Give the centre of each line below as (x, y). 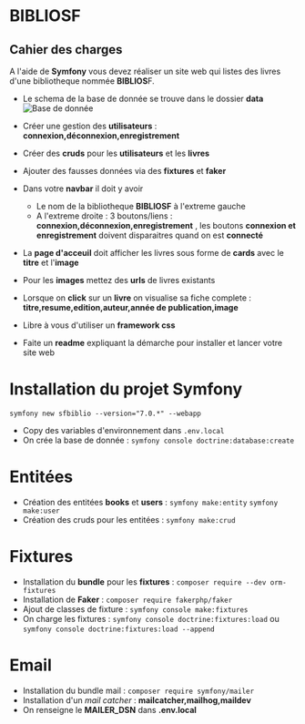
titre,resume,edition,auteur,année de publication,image (130, 307)
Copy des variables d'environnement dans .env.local (123, 430)
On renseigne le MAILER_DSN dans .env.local (110, 709)
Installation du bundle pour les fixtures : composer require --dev (144, 581)
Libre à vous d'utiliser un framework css (99, 325)
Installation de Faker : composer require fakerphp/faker (127, 599)
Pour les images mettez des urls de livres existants (119, 280)
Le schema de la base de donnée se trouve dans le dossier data (143, 98)
